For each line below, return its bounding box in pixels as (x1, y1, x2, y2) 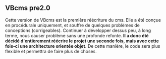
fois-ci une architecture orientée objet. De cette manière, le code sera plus (5, 43, 161, 49)
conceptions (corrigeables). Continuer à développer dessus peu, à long (5, 27, 151, 33)
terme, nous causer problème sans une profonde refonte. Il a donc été (5, 32, 149, 38)
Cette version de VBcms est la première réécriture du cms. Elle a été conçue (5, 17, 161, 23)
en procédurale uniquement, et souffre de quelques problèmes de (5, 22, 140, 28)
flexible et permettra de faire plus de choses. (5, 48, 97, 54)
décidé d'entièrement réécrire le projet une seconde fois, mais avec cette (5, 38, 159, 44)
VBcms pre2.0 (5, 4, 51, 12)
